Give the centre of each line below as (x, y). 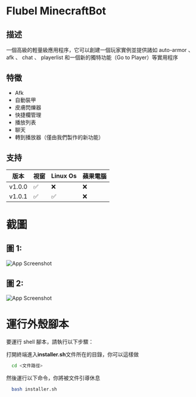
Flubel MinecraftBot (56, 11)
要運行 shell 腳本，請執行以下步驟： (50, 342)
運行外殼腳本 (38, 324)
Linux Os (64, 176)
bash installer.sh (35, 389)
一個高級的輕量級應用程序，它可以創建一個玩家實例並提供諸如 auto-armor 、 (100, 50)
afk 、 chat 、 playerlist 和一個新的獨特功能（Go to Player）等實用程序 (92, 57)
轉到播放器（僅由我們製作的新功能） (59, 137)
